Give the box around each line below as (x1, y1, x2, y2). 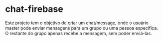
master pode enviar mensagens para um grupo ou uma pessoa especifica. (5, 25, 159, 31)
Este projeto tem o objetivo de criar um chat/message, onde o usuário (5, 20, 149, 26)
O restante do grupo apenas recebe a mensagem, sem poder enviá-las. (5, 30, 152, 36)
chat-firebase (5, 3, 63, 15)
